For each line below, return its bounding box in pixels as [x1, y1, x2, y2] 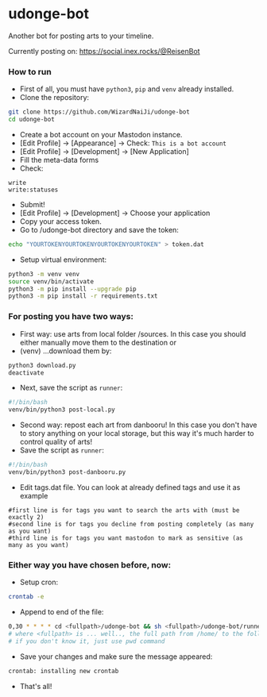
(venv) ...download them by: [19, 346, 112, 356]
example [19, 491, 48, 500]
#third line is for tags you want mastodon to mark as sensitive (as [8, 533, 244, 542]
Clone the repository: [19, 93, 90, 102]
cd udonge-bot [8, 116, 56, 124]
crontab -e [8, 593, 44, 601]
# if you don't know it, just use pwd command [8, 637, 165, 645]
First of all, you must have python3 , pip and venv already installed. [19, 84, 234, 94]
